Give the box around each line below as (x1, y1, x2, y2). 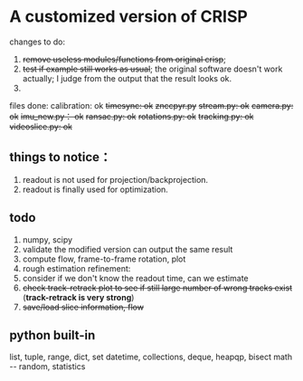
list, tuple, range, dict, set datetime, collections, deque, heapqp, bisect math (9, 351, 292, 363)
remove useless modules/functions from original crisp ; (22, 53, 226, 64)
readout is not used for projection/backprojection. (22, 174, 209, 185)
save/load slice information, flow (22, 301, 145, 312)
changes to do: (9, 36, 66, 47)
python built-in (9, 328, 96, 343)
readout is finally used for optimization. (22, 184, 169, 195)
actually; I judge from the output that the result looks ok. (22, 72, 232, 83)
